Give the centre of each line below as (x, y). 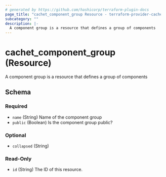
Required (16, 106)
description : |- (22, 23)
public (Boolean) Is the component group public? (62, 122)
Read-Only (19, 159)
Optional (16, 135)
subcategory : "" (22, 19)
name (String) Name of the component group (57, 117)
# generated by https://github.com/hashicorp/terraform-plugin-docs (77, 10)
